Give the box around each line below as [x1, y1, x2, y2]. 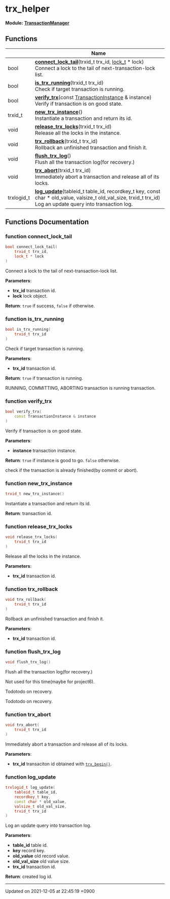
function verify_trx [5, 397, 52, 404]
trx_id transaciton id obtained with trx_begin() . [12, 760, 112, 767]
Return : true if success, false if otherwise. [5, 303, 95, 309]
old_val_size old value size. [12, 858, 70, 864]
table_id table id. [12, 842, 48, 848]
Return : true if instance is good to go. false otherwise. [5, 457, 120, 463]
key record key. [12, 848, 46, 854]
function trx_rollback [5, 585, 58, 592]
